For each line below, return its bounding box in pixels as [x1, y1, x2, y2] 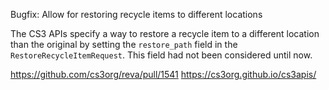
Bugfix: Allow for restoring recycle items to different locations [10, 9, 263, 20]
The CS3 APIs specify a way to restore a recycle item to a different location [10, 28, 320, 39]
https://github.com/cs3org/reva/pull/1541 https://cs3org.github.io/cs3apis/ [10, 69, 317, 80]
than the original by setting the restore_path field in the [10, 39, 238, 50]
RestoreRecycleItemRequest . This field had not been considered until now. [10, 49, 313, 61]
